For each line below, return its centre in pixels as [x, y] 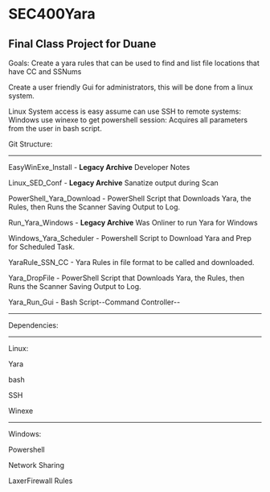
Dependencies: [33, 325]
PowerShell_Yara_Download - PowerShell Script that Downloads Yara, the [130, 198]
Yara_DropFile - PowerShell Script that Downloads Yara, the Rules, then [127, 278]
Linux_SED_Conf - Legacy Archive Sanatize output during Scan [113, 183]
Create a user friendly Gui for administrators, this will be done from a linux [131, 87]
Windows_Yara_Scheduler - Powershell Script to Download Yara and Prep [130, 238]
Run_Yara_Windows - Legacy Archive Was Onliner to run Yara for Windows [133, 223]
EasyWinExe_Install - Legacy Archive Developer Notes [99, 167]
